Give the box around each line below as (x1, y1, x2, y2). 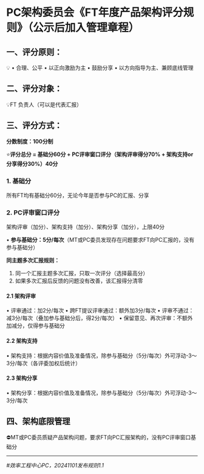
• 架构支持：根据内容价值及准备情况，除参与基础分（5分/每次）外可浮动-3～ (6, 352, 197, 359)
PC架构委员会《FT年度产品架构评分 (6, 5, 183, 19)
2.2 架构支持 (6, 337, 38, 345)
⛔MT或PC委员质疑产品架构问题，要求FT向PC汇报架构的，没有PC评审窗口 (6, 433, 191, 441)
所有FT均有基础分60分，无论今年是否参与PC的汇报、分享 (6, 191, 149, 199)
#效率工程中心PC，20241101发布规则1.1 (6, 461, 104, 469)
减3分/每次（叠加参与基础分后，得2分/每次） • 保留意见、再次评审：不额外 (6, 314, 193, 322)
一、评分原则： (6, 47, 63, 57)
